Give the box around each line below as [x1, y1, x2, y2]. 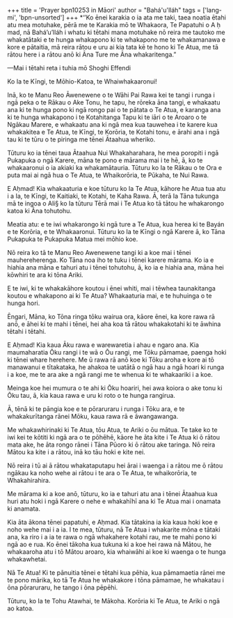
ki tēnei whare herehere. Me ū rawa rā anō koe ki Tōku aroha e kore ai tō [7, 355, 214, 364]
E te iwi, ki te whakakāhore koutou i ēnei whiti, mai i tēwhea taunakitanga [7, 284, 216, 292]
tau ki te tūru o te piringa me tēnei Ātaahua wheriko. [7, 135, 156, 144]
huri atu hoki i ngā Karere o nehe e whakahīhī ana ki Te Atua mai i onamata [7, 497, 221, 505]
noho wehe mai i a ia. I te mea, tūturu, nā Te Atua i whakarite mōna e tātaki [7, 525, 220, 534]
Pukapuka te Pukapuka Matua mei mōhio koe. [7, 235, 138, 243]
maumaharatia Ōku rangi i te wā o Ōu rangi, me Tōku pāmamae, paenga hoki [7, 348, 227, 356]
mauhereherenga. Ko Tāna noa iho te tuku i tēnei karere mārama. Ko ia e [7, 256, 214, 264]
